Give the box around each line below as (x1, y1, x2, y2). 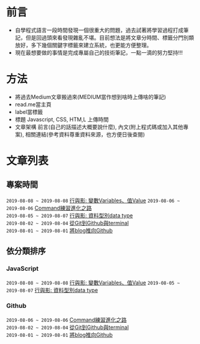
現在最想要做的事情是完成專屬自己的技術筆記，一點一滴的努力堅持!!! (14, 49, 183, 56)
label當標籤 (14, 108, 43, 115)
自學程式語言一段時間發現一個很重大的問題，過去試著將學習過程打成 (14, 26, 184, 34)
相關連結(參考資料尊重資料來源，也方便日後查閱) (25, 130, 145, 138)
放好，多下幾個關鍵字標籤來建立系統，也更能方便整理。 (14, 41, 152, 49)
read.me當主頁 (14, 100, 52, 108)
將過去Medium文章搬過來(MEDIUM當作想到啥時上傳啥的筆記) (14, 93, 166, 100)
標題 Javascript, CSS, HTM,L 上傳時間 (14, 115, 109, 123)
